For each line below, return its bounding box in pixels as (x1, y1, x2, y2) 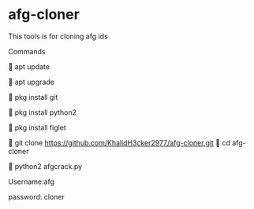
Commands (8, 46, 46, 56)
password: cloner (8, 192, 65, 201)
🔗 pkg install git (8, 92, 58, 101)
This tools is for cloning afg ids (8, 31, 108, 41)
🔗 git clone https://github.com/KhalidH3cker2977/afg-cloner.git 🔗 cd (8, 137, 231, 147)
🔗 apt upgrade (8, 77, 55, 86)
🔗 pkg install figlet (8, 123, 67, 132)
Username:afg (8, 177, 55, 186)
